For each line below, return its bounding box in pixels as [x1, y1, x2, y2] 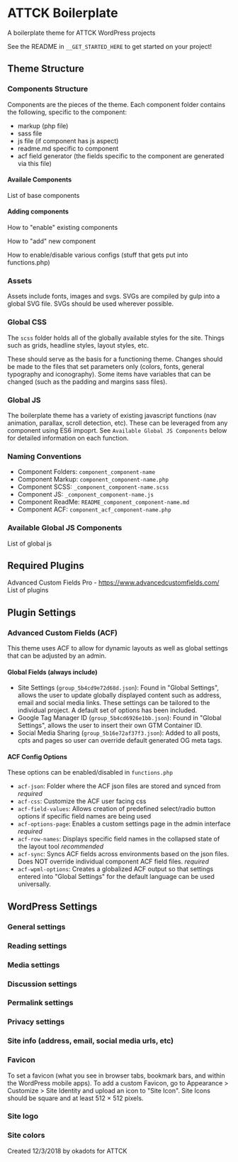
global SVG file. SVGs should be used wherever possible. [7, 299, 174, 308]
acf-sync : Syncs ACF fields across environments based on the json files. [17, 850, 229, 858]
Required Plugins [7, 559, 84, 572]
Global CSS [7, 317, 47, 327]
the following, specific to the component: [7, 108, 127, 116]
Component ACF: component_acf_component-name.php [17, 505, 171, 514]
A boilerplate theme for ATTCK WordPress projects [7, 28, 156, 37]
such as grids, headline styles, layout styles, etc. [7, 341, 149, 349]
